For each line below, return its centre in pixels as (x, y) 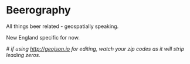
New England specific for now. (43, 37)
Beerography (39, 10)
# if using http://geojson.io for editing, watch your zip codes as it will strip (95, 49)
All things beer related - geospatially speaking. (62, 26)
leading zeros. (23, 55)
